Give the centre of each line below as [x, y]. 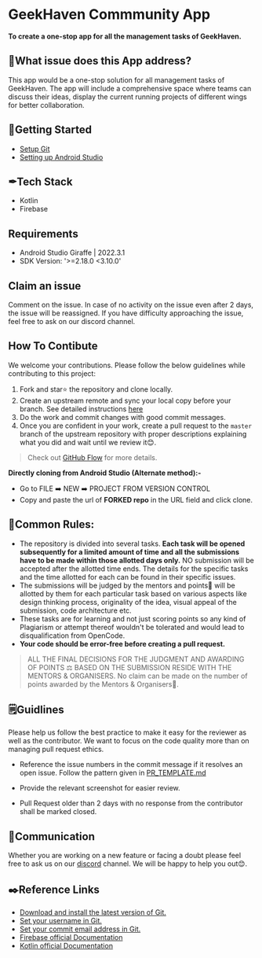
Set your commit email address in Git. [80, 929]
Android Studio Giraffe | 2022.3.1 [72, 252]
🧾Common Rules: [51, 525]
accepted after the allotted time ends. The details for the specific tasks [134, 569]
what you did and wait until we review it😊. [88, 442]
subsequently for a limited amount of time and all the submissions [129, 551]
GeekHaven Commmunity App [109, 15]
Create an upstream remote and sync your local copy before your [125, 400]
